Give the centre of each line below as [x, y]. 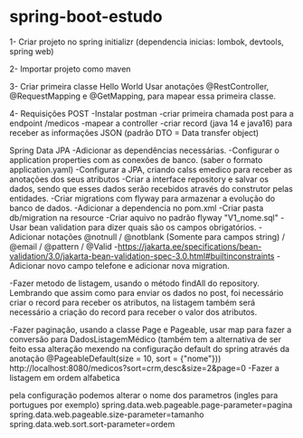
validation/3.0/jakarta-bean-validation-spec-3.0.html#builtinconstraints [142, 256]
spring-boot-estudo [86, 17]
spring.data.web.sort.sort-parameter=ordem [92, 424]
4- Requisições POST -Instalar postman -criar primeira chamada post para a [151, 113]
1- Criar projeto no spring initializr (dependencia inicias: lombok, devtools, [147, 42]
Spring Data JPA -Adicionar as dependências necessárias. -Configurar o [145, 150]
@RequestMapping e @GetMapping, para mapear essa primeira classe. [142, 96]
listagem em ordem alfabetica [65, 377]
